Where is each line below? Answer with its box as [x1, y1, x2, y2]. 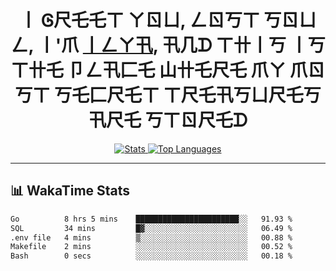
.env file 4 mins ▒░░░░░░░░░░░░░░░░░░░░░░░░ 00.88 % [10, 232, 293, 243]
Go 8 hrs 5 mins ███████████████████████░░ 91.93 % [10, 214, 293, 224]
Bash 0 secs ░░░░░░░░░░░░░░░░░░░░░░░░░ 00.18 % [10, 251, 293, 261]
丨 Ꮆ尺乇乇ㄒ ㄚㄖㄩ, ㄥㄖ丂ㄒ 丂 [19, 9, 282, 32]
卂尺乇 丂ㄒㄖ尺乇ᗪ [88, 109, 248, 132]
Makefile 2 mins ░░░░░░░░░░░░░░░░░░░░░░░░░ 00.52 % [10, 242, 293, 252]
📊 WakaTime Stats [10, 182, 131, 200]
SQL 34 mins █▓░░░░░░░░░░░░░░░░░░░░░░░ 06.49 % [10, 223, 293, 233]
